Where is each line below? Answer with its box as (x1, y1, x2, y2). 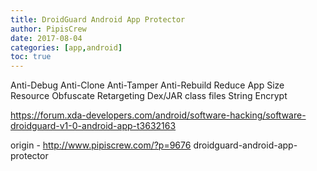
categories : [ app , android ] (10, 42, 123, 53)
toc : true (10, 52, 52, 62)
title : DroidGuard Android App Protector (10, 14, 186, 25)
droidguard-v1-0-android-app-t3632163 (10, 120, 177, 132)
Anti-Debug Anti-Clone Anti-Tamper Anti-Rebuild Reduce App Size (10, 79, 285, 91)
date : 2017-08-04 (10, 33, 83, 43)
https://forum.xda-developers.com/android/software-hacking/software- (10, 109, 307, 121)
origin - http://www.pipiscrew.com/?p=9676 (10, 139, 192, 151)
